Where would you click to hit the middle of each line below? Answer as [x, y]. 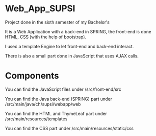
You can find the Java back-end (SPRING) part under [59, 99]
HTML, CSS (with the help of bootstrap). [46, 37]
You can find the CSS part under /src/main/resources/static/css [69, 128]
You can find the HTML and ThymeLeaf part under [56, 113]
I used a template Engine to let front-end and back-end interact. [69, 46]
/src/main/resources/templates [36, 119]
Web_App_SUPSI [40, 9]
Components [32, 76]
